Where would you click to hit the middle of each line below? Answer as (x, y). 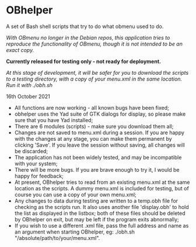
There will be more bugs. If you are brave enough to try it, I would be (97, 169)
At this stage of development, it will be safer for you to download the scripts (97, 72)
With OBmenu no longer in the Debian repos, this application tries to (88, 37)
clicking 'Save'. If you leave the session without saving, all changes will (99, 145)
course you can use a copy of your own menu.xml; (76, 194)
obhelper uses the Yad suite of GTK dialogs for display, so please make (100, 114)
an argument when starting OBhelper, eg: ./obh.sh (75, 232)
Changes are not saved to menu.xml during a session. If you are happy (99, 133)
